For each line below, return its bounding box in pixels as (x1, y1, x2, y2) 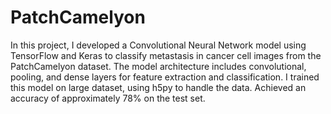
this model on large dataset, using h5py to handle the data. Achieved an (10, 81, 307, 93)
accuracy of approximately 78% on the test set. (10, 92, 206, 104)
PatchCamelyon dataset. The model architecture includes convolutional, (10, 60, 307, 72)
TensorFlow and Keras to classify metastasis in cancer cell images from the (10, 49, 322, 61)
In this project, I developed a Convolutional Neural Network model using (10, 39, 307, 51)
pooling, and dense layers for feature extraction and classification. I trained (10, 71, 320, 83)
